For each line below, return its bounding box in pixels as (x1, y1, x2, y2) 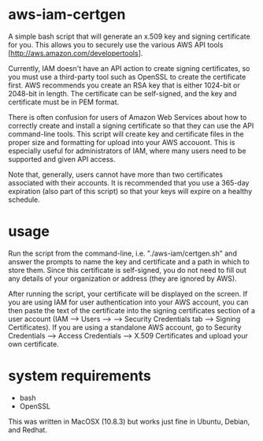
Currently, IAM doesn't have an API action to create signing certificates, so (8, 63, 250, 73)
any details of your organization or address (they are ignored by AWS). (8, 274, 238, 283)
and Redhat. (8, 424, 47, 435)
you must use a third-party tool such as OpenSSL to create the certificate (8, 72, 246, 81)
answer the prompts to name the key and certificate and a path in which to (8, 256, 250, 266)
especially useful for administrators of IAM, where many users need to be (8, 146, 246, 155)
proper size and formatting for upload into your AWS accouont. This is (8, 137, 235, 147)
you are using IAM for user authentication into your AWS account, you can (8, 297, 249, 307)
